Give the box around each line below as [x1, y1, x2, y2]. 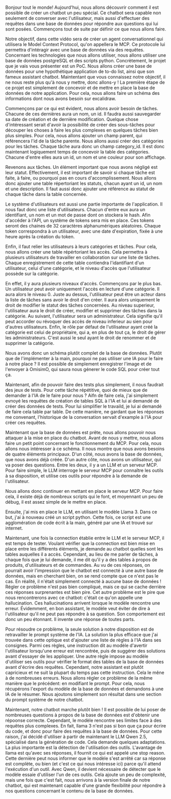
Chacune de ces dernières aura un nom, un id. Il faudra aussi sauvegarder [5, 111, 161, 117]
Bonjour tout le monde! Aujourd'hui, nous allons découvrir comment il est [5, 5, 159, 10]
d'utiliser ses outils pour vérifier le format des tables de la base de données [5, 659, 164, 665]
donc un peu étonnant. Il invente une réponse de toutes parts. [5, 616, 135, 622]
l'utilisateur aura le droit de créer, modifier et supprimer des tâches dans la [5, 308, 162, 313]
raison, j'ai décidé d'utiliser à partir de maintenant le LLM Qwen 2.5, [5, 734, 148, 739]
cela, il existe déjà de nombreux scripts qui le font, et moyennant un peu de [5, 493, 163, 500]
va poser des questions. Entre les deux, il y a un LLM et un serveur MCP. [5, 462, 158, 468]
